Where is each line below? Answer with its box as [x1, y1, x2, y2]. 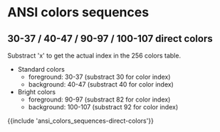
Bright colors [17, 88, 56, 96]
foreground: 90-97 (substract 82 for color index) [28, 95, 171, 104]
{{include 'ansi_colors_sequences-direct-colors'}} [7, 116, 154, 125]
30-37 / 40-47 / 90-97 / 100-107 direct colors [7, 33, 213, 45]
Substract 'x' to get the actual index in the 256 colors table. [7, 51, 182, 60]
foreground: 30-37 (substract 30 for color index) [28, 72, 171, 81]
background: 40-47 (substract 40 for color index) [28, 80, 174, 89]
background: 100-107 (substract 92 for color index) [28, 103, 179, 111]
